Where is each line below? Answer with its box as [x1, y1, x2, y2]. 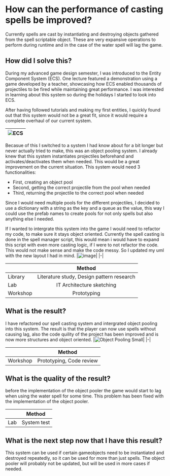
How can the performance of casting [5, 4, 163, 15]
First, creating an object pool [12, 179, 73, 185]
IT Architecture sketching [56, 281, 117, 288]
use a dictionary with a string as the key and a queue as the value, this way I [5, 205, 165, 211]
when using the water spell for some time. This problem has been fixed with [5, 393, 164, 399]
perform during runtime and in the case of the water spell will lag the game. [5, 42, 163, 48]
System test [21, 419, 50, 426]
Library [8, 273, 25, 280]
